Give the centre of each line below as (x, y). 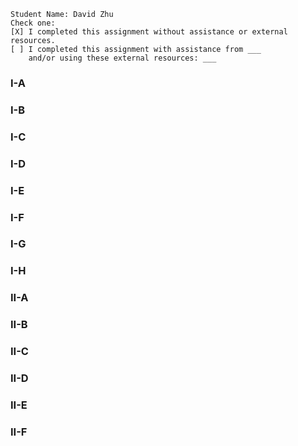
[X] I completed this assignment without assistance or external (149, 32)
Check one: (33, 23)
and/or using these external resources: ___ (122, 58)
